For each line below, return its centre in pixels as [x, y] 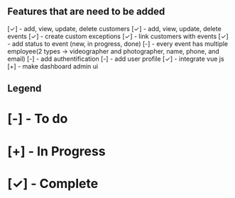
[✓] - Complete [53, 184]
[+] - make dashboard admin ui [53, 66]
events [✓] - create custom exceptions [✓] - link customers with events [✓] [118, 36]
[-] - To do [38, 119]
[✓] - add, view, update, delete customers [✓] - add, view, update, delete [114, 28]
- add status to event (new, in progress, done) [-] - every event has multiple [118, 43]
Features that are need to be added [86, 12]
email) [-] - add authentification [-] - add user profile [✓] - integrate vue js [116, 59]
